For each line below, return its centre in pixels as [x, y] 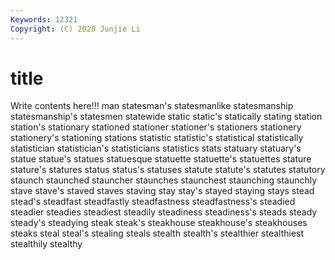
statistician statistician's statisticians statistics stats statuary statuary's [156, 148]
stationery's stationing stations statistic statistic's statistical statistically [157, 138]
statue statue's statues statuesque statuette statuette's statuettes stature [161, 159]
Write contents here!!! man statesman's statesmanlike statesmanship [152, 106]
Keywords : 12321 [44, 19]
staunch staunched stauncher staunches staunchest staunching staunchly [164, 180]
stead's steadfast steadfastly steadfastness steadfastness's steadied [153, 202]
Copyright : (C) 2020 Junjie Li [75, 29]
